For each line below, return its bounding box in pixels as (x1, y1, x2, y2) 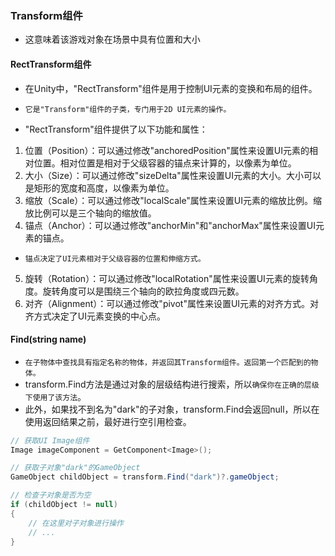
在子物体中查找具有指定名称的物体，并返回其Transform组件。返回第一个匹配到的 (24, 357, 312, 367)
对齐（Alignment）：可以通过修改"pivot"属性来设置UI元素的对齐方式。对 (24, 297, 320, 309)
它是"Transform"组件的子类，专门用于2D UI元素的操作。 (24, 104, 232, 114)
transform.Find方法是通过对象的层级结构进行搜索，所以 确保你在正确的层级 (24, 378, 320, 390)
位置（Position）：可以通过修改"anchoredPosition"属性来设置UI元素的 (24, 144, 310, 156)
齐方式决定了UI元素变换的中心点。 (24, 310, 166, 322)
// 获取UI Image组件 (10, 435, 90, 446)
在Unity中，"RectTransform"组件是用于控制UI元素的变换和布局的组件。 (24, 82, 318, 94)
